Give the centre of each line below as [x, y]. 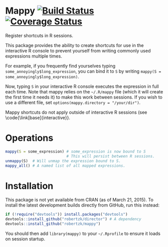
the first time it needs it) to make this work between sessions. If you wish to [84, 97]
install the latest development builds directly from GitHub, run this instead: [82, 205]
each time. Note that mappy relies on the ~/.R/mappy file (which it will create [84, 91]
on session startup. [25, 239]
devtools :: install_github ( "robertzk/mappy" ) [53, 224]
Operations [29, 138]
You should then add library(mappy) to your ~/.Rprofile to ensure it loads [83, 233]
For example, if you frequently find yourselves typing [60, 66]
